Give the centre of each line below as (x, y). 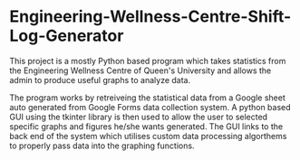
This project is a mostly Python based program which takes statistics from (148, 61)
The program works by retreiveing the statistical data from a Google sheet (147, 98)
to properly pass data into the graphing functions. (102, 146)
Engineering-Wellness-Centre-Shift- (150, 17)
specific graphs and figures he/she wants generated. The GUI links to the (146, 126)
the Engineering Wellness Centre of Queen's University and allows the (140, 71)
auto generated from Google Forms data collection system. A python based (150, 107)
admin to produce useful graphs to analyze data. (100, 80)
